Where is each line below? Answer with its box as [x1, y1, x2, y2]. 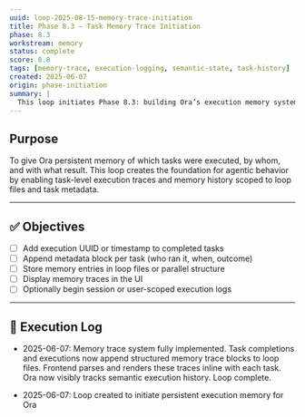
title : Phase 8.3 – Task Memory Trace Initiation [9, 22, 202, 31]
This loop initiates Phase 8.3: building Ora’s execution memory [17, 97, 271, 107]
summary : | [9, 89, 51, 98]
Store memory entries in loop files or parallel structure [22, 264, 225, 275]
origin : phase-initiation [9, 81, 107, 90]
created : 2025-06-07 [9, 73, 88, 82]
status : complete [9, 47, 75, 56]
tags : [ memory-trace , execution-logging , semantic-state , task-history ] [9, 64, 290, 73]
